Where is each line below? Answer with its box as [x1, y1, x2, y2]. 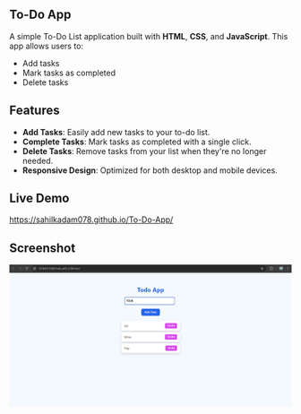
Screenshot [9, 240, 76, 255]
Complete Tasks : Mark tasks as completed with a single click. [21, 136, 253, 147]
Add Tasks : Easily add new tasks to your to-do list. [21, 126, 211, 137]
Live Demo [9, 191, 70, 206]
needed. [21, 155, 54, 166]
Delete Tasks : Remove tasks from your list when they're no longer [21, 145, 267, 156]
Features [9, 103, 60, 118]
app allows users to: [9, 40, 83, 51]
